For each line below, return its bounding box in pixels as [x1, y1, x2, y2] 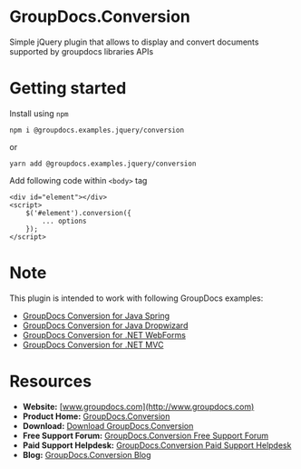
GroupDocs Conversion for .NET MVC [22, 339, 164, 350]
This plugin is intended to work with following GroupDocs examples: [9, 293, 264, 304]
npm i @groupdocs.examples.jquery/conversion [9, 125, 184, 135]
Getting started [9, 78, 127, 99]
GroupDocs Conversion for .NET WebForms [22, 329, 186, 340]
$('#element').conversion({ [25, 208, 131, 217]
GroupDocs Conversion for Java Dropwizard [22, 320, 189, 331]
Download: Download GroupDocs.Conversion [22, 420, 194, 431]
